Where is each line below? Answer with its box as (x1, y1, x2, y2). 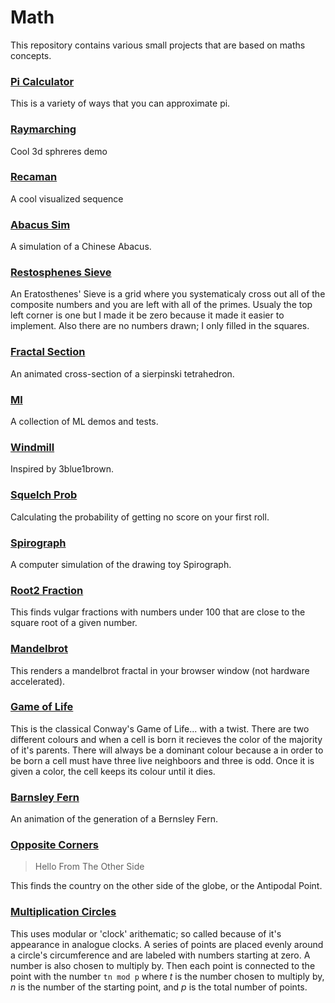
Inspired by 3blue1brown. (10, 463, 114, 475)
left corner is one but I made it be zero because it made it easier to (10, 309, 285, 321)
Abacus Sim (10, 217, 71, 231)
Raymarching (10, 122, 77, 136)
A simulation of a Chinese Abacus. (10, 241, 152, 253)
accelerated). (10, 675, 66, 687)
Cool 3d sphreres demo (10, 145, 108, 157)
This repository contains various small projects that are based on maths (10, 39, 306, 51)
